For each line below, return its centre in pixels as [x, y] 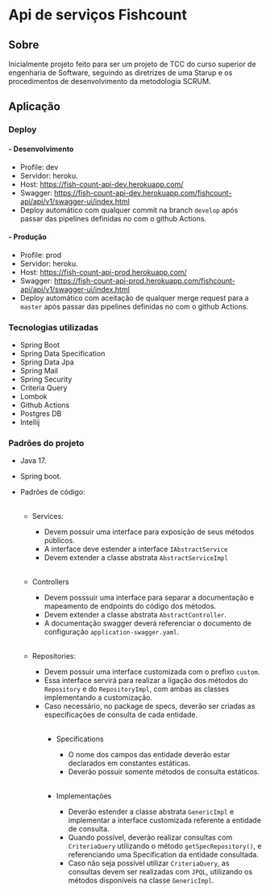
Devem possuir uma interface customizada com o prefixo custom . [152, 672]
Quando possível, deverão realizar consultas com [150, 837]
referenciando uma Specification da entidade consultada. [164, 855]
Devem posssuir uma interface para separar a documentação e [149, 598]
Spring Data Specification [62, 354]
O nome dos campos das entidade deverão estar [149, 755]
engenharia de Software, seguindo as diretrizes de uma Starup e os [120, 73]
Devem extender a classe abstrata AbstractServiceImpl [136, 558]
